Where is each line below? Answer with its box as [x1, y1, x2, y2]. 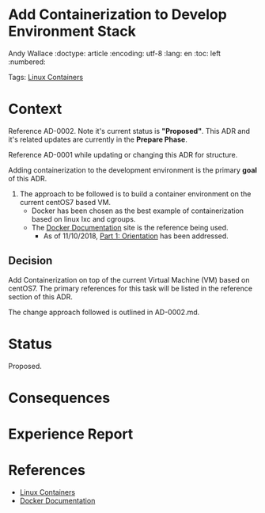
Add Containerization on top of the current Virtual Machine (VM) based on [8, 275, 250, 284]
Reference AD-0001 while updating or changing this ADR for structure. [8, 150, 238, 159]
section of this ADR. [8, 291, 74, 302]
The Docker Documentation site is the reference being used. [31, 222, 229, 232]
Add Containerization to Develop [8, 6, 227, 24]
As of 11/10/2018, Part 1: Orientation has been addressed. [43, 231, 229, 241]
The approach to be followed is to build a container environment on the [19, 188, 252, 199]
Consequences [8, 389, 111, 407]
